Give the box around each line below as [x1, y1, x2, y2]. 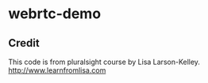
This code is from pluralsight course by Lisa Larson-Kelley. [8, 57, 201, 66]
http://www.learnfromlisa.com [8, 66, 106, 75]
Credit [8, 36, 40, 50]
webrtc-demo [8, 5, 102, 23]
